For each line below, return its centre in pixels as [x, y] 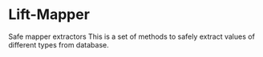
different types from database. [59, 44]
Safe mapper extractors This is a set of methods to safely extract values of [131, 36]
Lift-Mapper [49, 15]
